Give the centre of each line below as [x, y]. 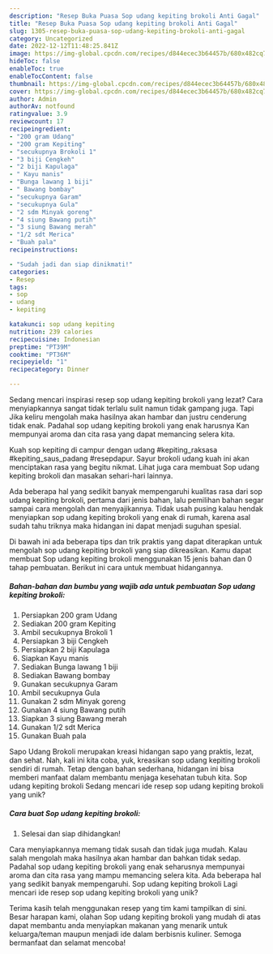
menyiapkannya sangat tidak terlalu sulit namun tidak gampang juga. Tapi [132, 408]
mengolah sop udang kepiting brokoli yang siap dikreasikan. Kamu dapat [130, 550]
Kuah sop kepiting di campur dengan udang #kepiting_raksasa [113, 450]
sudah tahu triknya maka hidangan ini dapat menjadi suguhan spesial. [126, 526]
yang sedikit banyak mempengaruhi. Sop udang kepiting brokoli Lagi [124, 883]
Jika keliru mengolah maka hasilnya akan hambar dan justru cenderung [128, 417]
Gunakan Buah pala [53, 736]
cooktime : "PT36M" [40, 355]
